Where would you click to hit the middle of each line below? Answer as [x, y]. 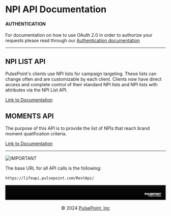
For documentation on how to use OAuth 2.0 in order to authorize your [79, 35]
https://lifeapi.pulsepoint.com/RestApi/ [50, 178]
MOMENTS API [30, 116]
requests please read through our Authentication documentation [73, 41]
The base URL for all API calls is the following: [53, 168]
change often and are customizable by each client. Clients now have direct [83, 79]
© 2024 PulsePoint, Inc [85, 208]
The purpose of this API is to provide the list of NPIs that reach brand [78, 128]
